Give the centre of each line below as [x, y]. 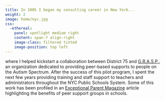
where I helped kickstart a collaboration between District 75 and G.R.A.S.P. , [83, 61]
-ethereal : [21, 28]
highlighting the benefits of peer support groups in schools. [66, 93]
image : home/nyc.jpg [27, 19]
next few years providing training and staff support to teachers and [74, 77]
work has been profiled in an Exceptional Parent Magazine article [72, 87]
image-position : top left [41, 47]
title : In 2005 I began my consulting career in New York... [70, 10]
